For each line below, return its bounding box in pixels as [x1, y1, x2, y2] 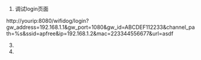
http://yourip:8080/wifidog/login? [6, 17, 89, 24]
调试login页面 [14, 5, 49, 12]
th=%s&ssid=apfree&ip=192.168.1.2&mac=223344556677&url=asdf [6, 30, 173, 37]
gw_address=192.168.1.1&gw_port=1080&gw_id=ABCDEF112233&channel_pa [6, 23, 196, 31]
